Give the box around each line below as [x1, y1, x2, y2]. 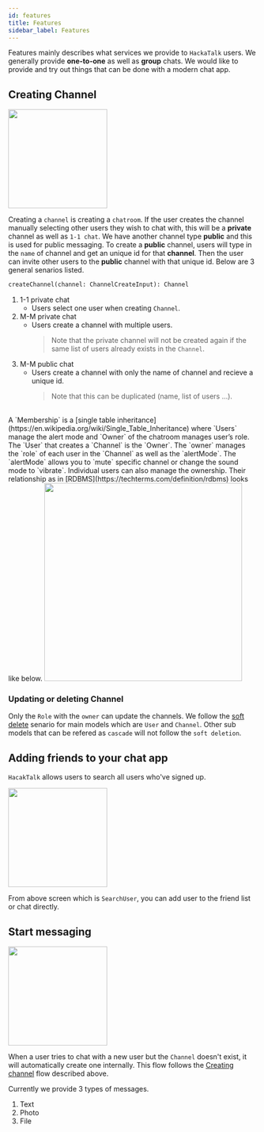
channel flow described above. [8, 1069, 109, 1078]
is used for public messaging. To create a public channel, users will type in [8, 240, 252, 250]
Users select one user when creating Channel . [31, 303, 180, 313]
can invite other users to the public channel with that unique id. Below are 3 [8, 257, 255, 266]
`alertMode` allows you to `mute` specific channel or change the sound [8, 457, 239, 467]
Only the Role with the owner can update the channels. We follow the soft [8, 711, 245, 721]
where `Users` [190, 424, 237, 433]
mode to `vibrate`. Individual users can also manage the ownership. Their [8, 466, 247, 475]
